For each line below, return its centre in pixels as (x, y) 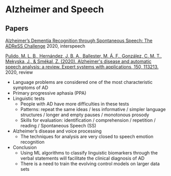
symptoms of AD (30, 87)
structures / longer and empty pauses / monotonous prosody (85, 115)
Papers (17, 28)
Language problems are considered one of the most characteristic (82, 82)
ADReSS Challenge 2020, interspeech (45, 46)
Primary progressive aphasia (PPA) (49, 93)
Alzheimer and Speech (55, 9)
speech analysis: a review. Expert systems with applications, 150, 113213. (82, 67)
